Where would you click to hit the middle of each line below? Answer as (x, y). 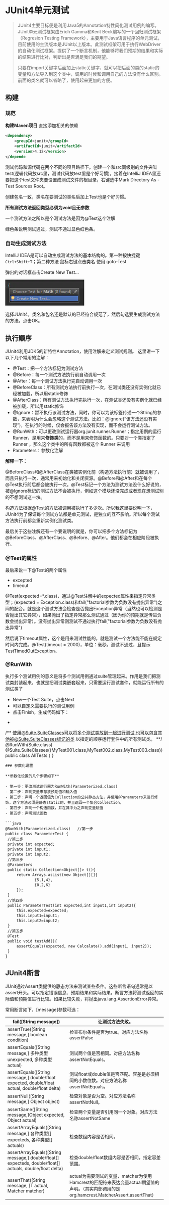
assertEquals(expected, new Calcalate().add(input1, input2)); (84, 946)
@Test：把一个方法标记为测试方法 (48, 368)
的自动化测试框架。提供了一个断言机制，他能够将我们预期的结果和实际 (90, 51)
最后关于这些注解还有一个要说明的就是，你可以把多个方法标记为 (71, 532)
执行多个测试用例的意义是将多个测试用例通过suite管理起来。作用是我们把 (81, 676)
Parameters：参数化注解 (38, 451)
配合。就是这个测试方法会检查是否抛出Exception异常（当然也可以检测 (86, 609)
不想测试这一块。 (27, 497)
